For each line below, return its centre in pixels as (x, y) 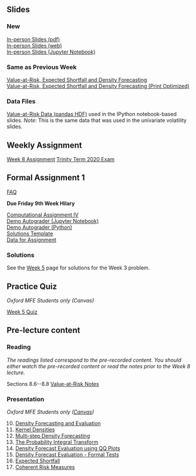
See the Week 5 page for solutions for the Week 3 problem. (78, 268)
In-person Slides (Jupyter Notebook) (51, 52)
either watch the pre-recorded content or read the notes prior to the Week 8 (99, 366)
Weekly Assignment (44, 145)
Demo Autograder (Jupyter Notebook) (53, 221)
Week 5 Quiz (22, 312)
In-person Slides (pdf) (33, 39)
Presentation (26, 399)
